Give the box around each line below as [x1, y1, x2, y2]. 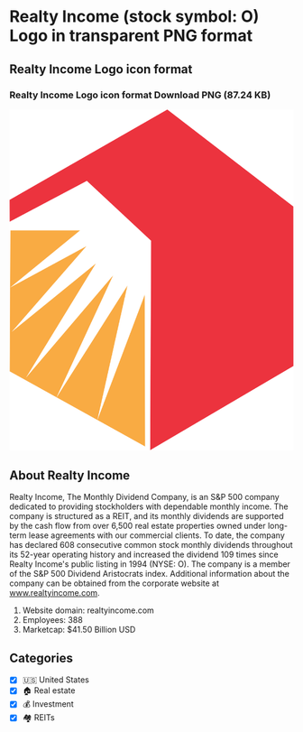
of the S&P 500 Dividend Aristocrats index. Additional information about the [9, 569, 290, 579]
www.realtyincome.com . [9, 588, 101, 598]
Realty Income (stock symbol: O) [9, 6, 260, 27]
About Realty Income [9, 468, 131, 483]
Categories [9, 650, 74, 665]
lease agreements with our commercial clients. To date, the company [28, 530, 286, 541]
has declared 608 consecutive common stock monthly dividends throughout [9, 540, 293, 551]
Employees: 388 [22, 615, 83, 625]
